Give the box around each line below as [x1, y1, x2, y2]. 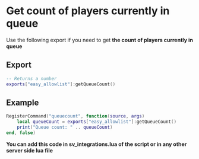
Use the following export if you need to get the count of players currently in [6, 36, 194, 43]
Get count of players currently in [6, 4, 170, 18]
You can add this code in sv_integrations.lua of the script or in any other [6, 141, 187, 148]
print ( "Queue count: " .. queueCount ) [17, 125, 113, 131]
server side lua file [6, 147, 53, 154]
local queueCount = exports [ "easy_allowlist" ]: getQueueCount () [17, 119, 177, 125]
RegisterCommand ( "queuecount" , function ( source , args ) [6, 113, 145, 119]
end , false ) [6, 129, 36, 136]
